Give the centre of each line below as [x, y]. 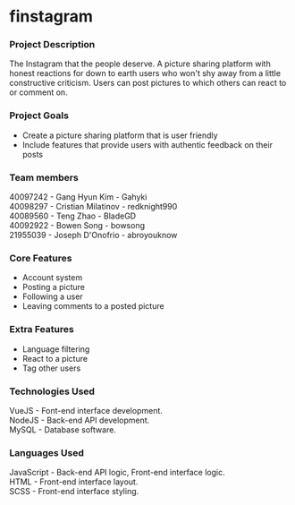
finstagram [51, 17]
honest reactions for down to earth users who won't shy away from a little [145, 73]
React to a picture [55, 358]
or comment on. [39, 92]
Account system [52, 278]
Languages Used [47, 452]
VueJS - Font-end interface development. [86, 410]
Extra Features [42, 330]
